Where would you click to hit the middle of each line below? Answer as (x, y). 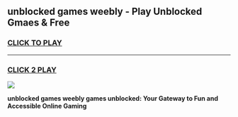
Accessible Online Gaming (47, 106)
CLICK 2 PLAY (32, 69)
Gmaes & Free (39, 23)
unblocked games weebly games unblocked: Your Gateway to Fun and (113, 98)
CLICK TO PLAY (35, 43)
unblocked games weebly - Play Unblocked (105, 12)
